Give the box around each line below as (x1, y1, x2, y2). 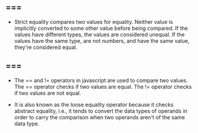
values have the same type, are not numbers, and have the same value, (14, 37, 190, 44)
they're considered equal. (14, 44, 78, 51)
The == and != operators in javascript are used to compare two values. (14, 76, 188, 83)
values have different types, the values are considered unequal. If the (14, 30, 185, 38)
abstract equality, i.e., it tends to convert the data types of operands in (14, 107, 188, 115)
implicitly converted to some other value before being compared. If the (14, 24, 188, 32)
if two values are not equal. (14, 89, 81, 97)
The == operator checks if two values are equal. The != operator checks (14, 83, 192, 90)
